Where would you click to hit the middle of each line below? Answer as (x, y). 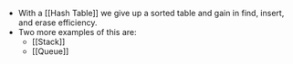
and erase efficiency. (58, 23)
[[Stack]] (48, 41)
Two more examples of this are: (77, 32)
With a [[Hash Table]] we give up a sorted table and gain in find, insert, (151, 13)
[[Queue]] (50, 51)
